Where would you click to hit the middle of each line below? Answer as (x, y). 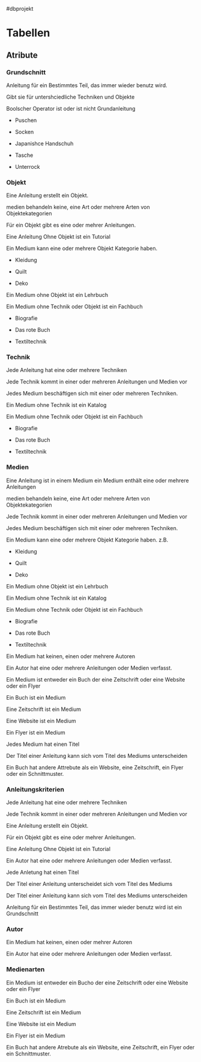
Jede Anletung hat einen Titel (43, 872)
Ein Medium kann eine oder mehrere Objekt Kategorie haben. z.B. (87, 540)
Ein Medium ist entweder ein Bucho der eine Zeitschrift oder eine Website (97, 983)
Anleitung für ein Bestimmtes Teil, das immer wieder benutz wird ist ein (94, 908)
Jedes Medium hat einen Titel (43, 744)
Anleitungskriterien (35, 789)
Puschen (26, 120)
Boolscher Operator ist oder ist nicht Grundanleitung (71, 108)
